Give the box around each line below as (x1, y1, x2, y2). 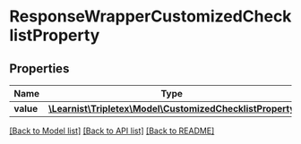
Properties (9, 61, 70, 76)
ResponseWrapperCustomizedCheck (9, 6, 292, 27)
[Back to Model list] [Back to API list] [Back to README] (9, 125, 215, 136)
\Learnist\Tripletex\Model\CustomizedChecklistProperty (47, 103, 296, 114)
